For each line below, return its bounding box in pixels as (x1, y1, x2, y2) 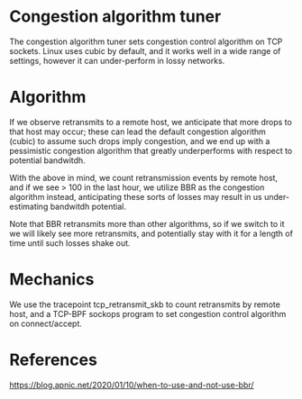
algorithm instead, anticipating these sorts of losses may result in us (9, 191, 263, 202)
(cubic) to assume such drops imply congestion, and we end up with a (9, 135, 270, 146)
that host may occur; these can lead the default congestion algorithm (9, 126, 266, 137)
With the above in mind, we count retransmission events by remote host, (9, 172, 278, 183)
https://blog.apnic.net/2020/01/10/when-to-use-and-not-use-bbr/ (9, 379, 254, 390)
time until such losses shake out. (9, 237, 131, 249)
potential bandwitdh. (9, 155, 86, 166)
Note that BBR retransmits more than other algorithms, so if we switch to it (9, 218, 286, 229)
